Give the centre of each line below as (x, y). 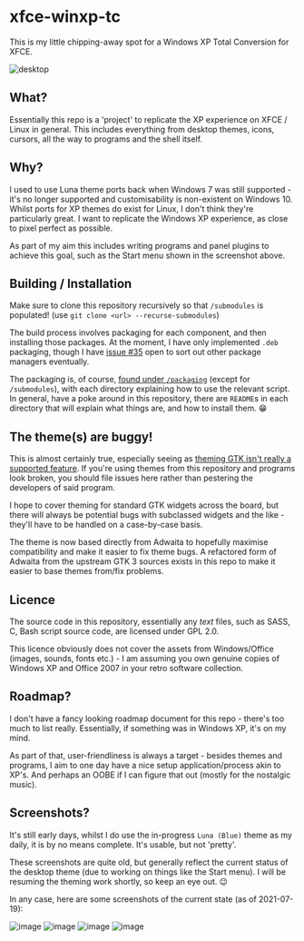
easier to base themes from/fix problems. (87, 571)
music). (24, 784)
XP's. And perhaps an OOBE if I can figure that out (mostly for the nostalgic (150, 775)
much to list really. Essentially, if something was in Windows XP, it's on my (148, 728)
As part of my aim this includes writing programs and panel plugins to (139, 245)
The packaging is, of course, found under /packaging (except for (130, 380)
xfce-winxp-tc (65, 17)
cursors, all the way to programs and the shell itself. (106, 139)
